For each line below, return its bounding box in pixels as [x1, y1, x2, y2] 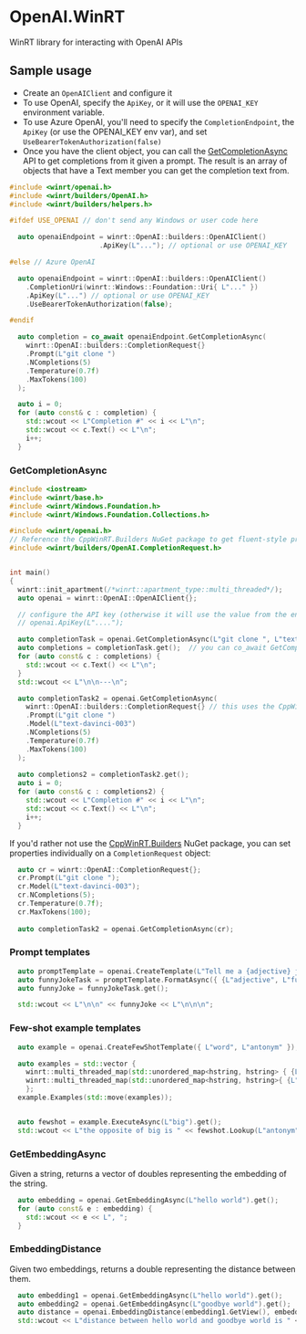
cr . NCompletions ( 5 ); [17, 890, 96, 900]
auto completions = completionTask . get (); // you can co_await [17, 644, 267, 653]
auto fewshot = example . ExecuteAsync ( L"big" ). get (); [17, 1117, 222, 1127]
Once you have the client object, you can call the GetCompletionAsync [22, 145, 289, 156]
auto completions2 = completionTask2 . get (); [17, 770, 189, 780]
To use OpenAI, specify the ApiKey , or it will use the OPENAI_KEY [22, 97, 259, 108]
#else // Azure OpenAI [9, 257, 96, 267]
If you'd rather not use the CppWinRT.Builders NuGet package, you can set [9, 837, 291, 848]
